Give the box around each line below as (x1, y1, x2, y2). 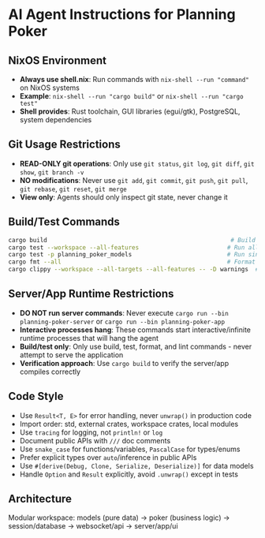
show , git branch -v (19, 167, 84, 177)
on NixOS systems (19, 83, 80, 92)
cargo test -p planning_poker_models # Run (8, 251, 245, 259)
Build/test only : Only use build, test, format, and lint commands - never (19, 342, 252, 351)
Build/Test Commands (8, 215, 121, 229)
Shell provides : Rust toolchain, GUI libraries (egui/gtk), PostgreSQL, (19, 106, 241, 116)
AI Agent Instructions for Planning (8, 6, 236, 24)
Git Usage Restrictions (8, 138, 121, 151)
